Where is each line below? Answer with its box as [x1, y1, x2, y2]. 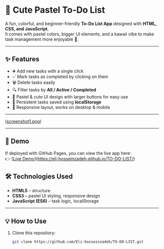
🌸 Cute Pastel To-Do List [5, 4, 105, 16]
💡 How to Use [5, 217, 47, 225]
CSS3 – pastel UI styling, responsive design [12, 193, 100, 199]
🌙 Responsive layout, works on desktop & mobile [12, 104, 110, 110]
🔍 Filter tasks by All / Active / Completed [12, 87, 97, 93]
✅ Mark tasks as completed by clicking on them [12, 74, 108, 79]
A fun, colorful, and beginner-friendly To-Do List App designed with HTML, [5, 21, 157, 26]
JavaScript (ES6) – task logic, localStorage [12, 198, 99, 204]
